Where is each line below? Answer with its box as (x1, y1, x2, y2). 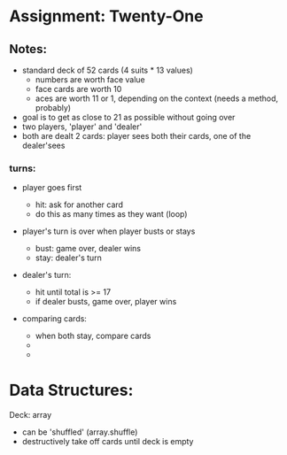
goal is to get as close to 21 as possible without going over (21, 112, 236, 122)
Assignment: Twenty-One (9, 6, 204, 27)
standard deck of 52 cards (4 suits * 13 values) (21, 65, 193, 75)
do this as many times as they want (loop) (35, 209, 188, 220)
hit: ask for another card (35, 199, 124, 210)
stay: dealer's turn (35, 252, 102, 263)
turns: (9, 162, 36, 174)
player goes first (21, 182, 82, 193)
